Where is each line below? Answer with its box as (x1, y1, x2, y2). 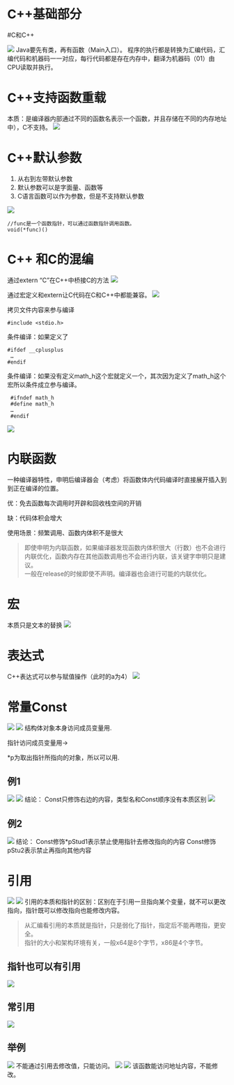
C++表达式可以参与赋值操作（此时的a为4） (7, 672, 131, 680)
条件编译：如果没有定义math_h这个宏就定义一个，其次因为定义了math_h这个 (7, 371, 226, 380)
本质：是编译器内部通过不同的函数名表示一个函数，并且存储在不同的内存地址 (7, 114, 227, 123)
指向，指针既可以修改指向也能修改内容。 (7, 907, 123, 915)
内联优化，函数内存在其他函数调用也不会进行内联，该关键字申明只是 (24, 552, 220, 560)
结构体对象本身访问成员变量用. (24, 723, 112, 732)
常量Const (7, 699, 68, 715)
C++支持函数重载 (7, 90, 107, 106)
